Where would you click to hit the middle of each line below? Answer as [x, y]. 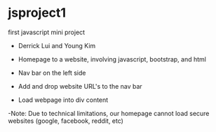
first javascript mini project [47, 32]
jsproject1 [37, 13]
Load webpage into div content [63, 100]
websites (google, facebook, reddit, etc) [66, 121]
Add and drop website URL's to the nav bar [80, 86]
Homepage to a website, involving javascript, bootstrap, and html [112, 59]
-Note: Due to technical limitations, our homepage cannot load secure [109, 113]
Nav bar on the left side [52, 73]
